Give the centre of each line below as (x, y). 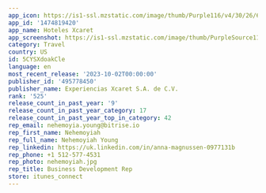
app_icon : (25, 15)
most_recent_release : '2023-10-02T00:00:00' (83, 74)
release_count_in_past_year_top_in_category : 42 (90, 118)
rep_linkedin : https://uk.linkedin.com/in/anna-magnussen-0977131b (122, 147)
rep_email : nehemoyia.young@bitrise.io (74, 125)
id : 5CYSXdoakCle (37, 60)
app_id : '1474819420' (44, 23)
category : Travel (37, 45)
